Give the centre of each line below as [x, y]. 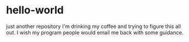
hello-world [35, 10]
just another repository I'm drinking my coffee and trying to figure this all [94, 26]
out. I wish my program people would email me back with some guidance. [95, 32]
